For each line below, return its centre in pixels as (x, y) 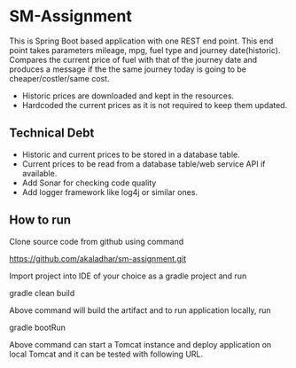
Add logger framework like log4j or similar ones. (109, 192)
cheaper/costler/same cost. (59, 78)
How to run (40, 220)
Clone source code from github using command (97, 241)
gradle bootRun (38, 327)
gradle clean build (42, 293)
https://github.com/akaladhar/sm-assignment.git (98, 258)
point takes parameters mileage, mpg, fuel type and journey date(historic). (145, 50)
